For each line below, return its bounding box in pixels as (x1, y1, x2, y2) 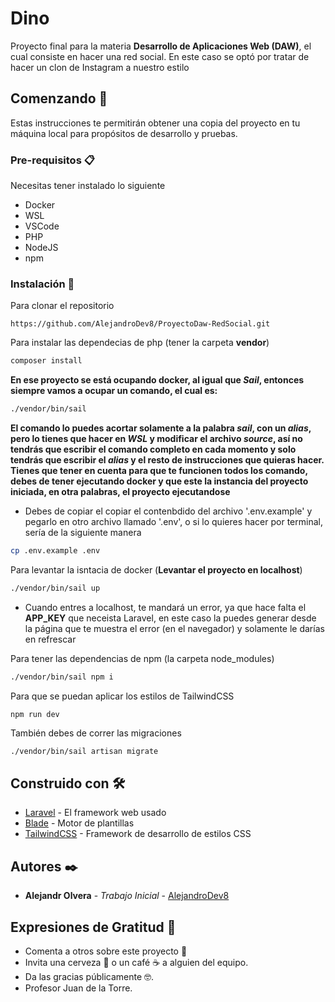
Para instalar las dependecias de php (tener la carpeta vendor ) (10, 337, 270, 349)
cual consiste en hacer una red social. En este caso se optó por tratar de (10, 50, 310, 62)
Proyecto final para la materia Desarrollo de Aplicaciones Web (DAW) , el (10, 40, 312, 52)
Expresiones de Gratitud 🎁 (10, 918, 177, 936)
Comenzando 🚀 (10, 90, 108, 107)
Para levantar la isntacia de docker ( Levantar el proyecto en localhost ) (10, 563, 303, 576)
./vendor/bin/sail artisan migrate (10, 746, 159, 756)
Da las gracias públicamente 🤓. (24, 971, 155, 983)
